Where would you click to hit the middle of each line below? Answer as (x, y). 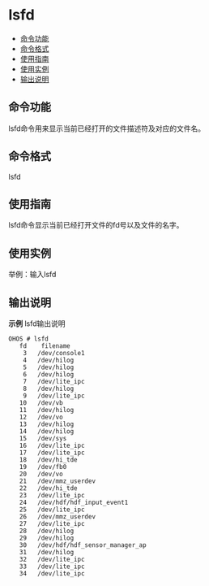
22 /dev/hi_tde (49, 488)
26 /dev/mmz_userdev (57, 517)
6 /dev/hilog (49, 375)
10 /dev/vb (41, 403)
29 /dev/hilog (47, 538)
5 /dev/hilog (49, 367)
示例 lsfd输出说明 (37, 323)
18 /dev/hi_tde (49, 460)
